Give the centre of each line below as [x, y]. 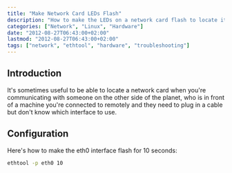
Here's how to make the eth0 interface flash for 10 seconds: [92, 150]
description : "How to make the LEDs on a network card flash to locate [112, 20]
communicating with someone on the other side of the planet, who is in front [116, 97]
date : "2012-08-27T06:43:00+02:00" [58, 33]
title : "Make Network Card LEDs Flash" [65, 13]
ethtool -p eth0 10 [35, 163]
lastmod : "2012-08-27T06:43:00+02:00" [63, 39]
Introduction [35, 73]
